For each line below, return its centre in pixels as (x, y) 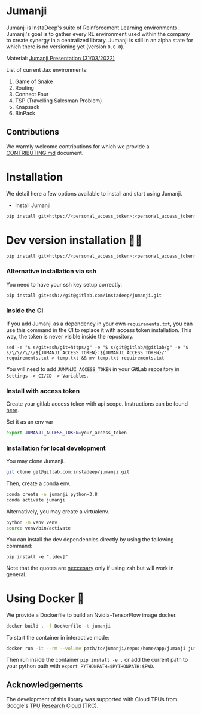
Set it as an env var (30, 422)
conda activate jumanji (36, 500)
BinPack (25, 113)
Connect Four (32, 94)
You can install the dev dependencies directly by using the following (90, 539)
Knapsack (27, 107)
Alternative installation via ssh (51, 272)
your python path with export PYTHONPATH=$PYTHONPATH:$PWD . (80, 666)
